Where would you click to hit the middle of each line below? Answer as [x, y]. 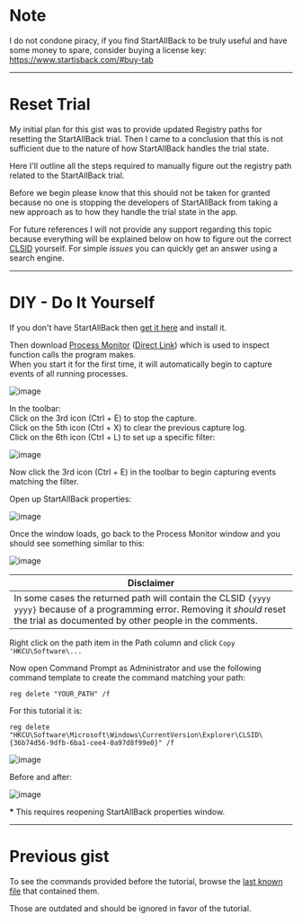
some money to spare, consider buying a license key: [108, 49]
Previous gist [59, 856]
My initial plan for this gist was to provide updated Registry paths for [136, 129]
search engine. [37, 258]
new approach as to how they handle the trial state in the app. [124, 211]
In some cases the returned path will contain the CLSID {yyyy [142, 598]
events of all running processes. [69, 373]
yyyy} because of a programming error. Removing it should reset [150, 609]
